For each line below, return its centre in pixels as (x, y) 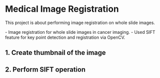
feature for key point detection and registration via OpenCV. (65, 37)
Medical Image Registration (62, 9)
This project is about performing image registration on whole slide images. (80, 23)
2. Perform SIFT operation (45, 69)
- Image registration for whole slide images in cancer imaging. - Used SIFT (80, 32)
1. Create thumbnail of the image (56, 53)
